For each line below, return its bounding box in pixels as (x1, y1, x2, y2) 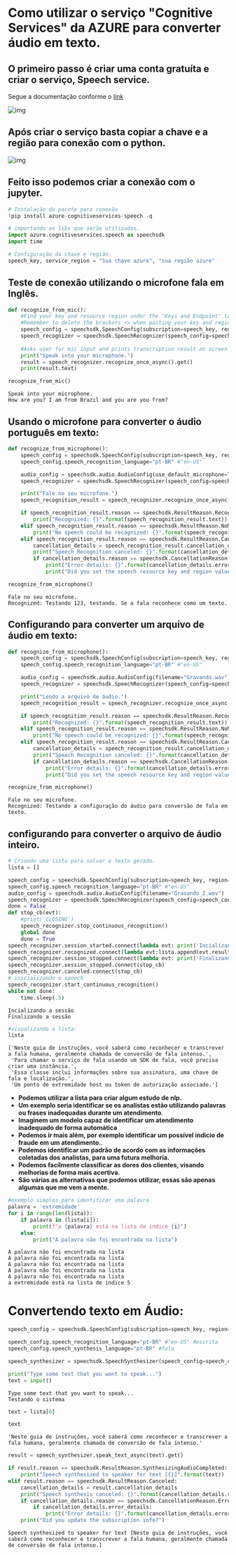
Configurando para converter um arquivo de (8, 619, 205, 631)
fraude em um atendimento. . (18, 1139, 104, 1147)
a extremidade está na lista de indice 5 (8, 1280, 131, 1287)
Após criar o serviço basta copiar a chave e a (8, 126, 209, 138)
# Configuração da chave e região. (8, 251, 112, 258)
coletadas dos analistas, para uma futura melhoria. (18, 1153, 170, 1162)
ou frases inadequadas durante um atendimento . (18, 1108, 164, 1117)
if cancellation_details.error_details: (33, 1504, 153, 1511)
